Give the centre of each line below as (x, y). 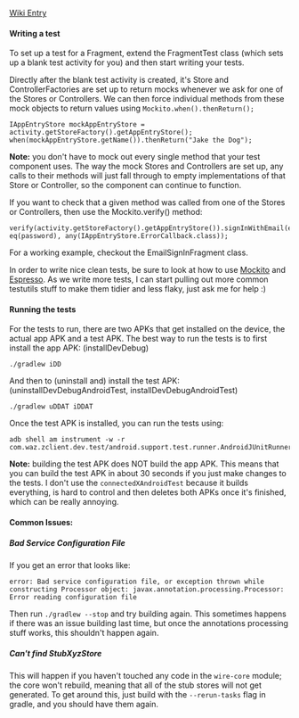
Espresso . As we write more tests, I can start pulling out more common (139, 279)
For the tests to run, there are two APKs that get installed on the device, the (147, 329)
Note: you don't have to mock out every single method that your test (135, 157)
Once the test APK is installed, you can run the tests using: (117, 424)
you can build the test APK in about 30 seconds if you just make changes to (148, 474)
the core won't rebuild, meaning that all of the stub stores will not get (136, 685)
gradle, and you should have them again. (84, 704)
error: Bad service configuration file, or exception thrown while (137, 582)
